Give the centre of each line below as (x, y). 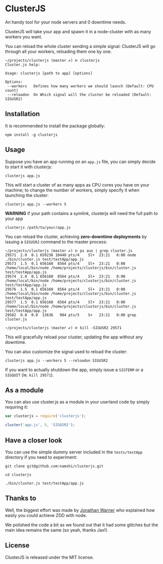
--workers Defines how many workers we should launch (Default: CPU (80, 86)
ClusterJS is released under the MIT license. (50, 557)
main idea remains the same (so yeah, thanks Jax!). (57, 530)
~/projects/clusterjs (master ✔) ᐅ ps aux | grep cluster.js (69, 251)
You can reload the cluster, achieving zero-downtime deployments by (76, 236)
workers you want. (24, 37)
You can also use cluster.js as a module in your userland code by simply (77, 402)
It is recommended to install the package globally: (55, 126)
